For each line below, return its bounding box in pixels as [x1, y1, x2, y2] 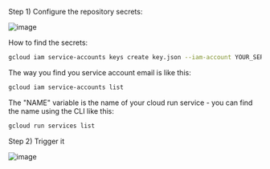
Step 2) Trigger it [8, 136, 65, 146]
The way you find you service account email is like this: [8, 67, 191, 77]
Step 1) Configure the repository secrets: [8, 7, 143, 16]
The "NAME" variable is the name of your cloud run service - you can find [8, 98, 253, 107]
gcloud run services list [8, 122, 95, 130]
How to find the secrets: [8, 38, 88, 47]
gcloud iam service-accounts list [8, 83, 125, 91]
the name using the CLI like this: [8, 106, 115, 115]
